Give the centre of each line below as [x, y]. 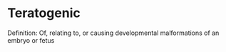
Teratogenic [44, 13]
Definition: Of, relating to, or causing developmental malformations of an [113, 33]
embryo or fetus [31, 40]
